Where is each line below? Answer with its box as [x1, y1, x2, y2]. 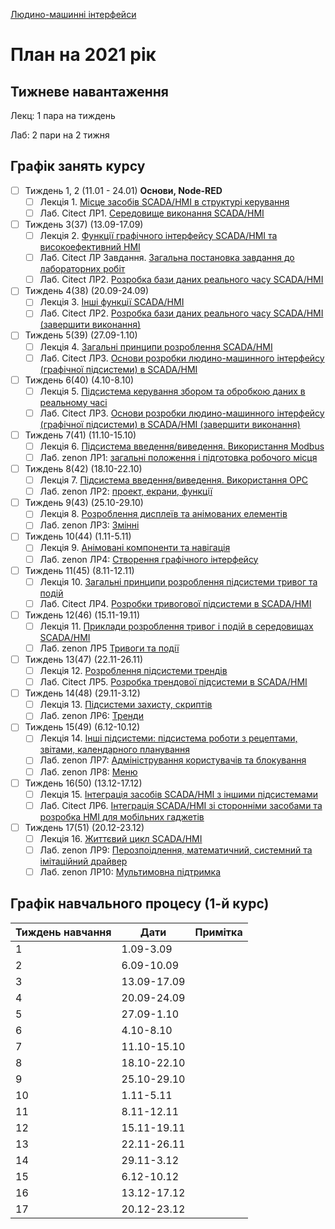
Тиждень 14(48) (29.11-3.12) [24, 687, 141, 699]
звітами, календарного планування [39, 744, 191, 756]
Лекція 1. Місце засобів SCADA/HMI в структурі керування [39, 195, 290, 208]
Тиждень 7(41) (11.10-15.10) [24, 429, 137, 441]
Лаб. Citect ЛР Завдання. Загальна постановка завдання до [39, 252, 295, 264]
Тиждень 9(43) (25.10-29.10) [24, 497, 144, 509]
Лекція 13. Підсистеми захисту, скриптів [39, 699, 213, 711]
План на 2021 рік [10, 44, 157, 66]
